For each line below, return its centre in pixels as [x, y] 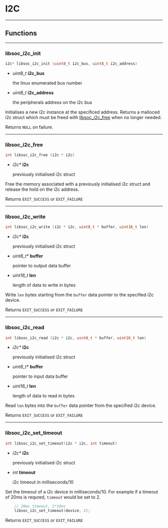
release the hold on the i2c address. [42, 189]
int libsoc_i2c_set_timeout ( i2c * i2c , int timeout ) [61, 443]
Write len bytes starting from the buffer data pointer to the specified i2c [79, 295]
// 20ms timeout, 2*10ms [40, 506]
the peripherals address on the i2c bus [52, 102]
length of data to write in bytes [44, 285]
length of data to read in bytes [43, 396]
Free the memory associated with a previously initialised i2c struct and [78, 184]
